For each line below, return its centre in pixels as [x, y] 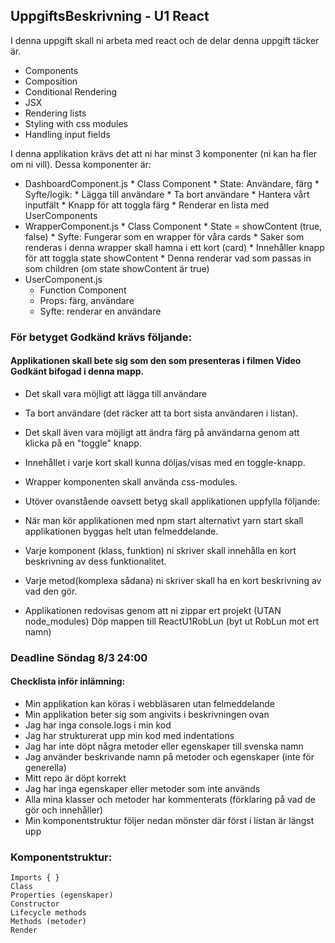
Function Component [83, 290]
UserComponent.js [63, 279]
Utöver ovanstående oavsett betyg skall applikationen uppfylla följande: [172, 501]
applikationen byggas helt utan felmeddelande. [121, 531]
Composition [51, 81]
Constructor [35, 904]
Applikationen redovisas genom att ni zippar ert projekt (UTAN [153, 610]
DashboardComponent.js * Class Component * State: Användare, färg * [172, 183]
